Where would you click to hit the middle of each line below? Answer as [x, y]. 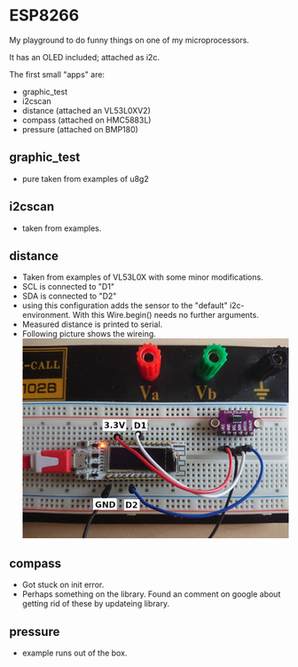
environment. [46, 315]
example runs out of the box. [74, 653]
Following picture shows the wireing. [89, 334]
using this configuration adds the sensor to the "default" [125, 306]
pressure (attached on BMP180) [80, 129]
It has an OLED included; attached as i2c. [84, 57]
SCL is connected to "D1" [68, 287]
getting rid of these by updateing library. [96, 604]
